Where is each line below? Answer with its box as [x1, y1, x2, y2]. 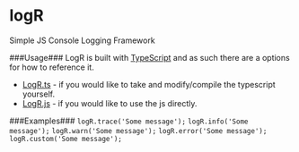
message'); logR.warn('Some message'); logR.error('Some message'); [9, 126, 268, 135]
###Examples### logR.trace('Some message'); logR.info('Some [9, 115, 249, 126]
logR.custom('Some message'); [9, 134, 123, 143]
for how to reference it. [9, 62, 94, 72]
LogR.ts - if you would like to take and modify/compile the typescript [22, 79, 276, 89]
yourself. [22, 89, 56, 99]
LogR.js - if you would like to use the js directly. [22, 97, 198, 108]
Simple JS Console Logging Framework [9, 35, 155, 46]
